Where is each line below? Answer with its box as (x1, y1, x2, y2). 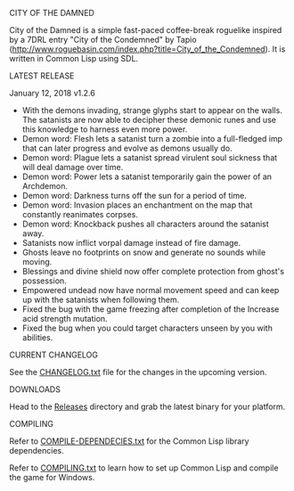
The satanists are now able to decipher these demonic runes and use (21, 115, 276, 125)
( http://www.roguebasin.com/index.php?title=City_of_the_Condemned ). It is (9, 44, 286, 54)
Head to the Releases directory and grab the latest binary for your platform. (9, 401, 286, 412)
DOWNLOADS (9, 384, 61, 395)
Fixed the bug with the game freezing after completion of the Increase (21, 304, 280, 315)
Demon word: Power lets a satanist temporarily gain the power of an (21, 171, 273, 182)
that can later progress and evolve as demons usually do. (21, 143, 233, 153)
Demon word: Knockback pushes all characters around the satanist (21, 218, 269, 229)
